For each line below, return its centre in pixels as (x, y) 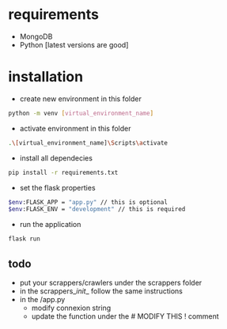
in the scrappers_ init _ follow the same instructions (101, 291)
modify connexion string (71, 308)
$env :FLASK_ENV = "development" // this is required (97, 210)
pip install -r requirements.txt (63, 172)
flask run (25, 239)
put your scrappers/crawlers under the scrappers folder (111, 282)
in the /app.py (42, 299)
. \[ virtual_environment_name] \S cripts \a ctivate (88, 143)
